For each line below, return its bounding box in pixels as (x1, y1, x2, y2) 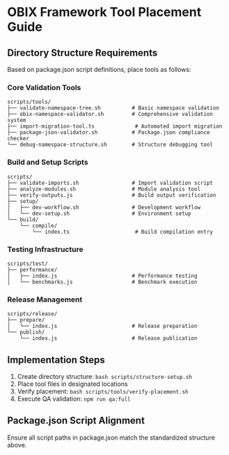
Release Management (7, 294, 83, 304)
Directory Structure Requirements (7, 47, 158, 59)
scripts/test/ (7, 260, 49, 267)
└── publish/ (7, 329, 45, 336)
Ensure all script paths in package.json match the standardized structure (7, 433, 216, 442)
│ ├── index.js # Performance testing (7, 272, 198, 279)
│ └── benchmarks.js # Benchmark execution (7, 278, 198, 285)
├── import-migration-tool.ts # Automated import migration (7, 123, 223, 130)
